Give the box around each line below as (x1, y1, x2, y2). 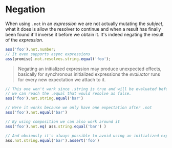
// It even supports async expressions (5, 51, 91, 57)
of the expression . (5, 37, 44, 43)
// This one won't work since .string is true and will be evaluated (5, 86, 157, 92)
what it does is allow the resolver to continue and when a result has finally (5, 26, 161, 32)
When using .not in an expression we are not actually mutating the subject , (5, 20, 164, 27)
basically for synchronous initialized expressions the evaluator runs (17, 71, 160, 77)
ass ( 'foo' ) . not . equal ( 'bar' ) (5, 110, 68, 115)
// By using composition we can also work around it (5, 119, 120, 124)
